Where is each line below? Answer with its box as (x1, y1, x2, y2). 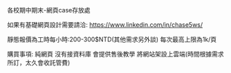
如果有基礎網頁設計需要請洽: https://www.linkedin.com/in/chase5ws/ (7, 21, 203, 29)
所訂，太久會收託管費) (7, 59, 71, 67)
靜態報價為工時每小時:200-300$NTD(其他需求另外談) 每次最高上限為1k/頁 (7, 35, 217, 43)
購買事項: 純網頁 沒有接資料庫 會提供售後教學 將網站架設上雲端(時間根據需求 (7, 50, 224, 58)
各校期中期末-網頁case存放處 (7, 6, 91, 14)
